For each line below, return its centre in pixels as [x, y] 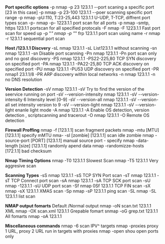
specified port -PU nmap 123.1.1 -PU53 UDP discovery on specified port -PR [82, 69]
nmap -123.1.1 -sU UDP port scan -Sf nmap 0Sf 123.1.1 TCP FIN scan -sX [78, 186]
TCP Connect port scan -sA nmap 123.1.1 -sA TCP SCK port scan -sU [81, 180]
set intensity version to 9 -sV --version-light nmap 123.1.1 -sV [72, 105]
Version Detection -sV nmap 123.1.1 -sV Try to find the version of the [75, 89]
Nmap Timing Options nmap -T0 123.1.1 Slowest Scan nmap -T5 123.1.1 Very [82, 160]
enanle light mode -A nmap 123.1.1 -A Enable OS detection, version [82, 110]
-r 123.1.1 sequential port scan [35, 38]
